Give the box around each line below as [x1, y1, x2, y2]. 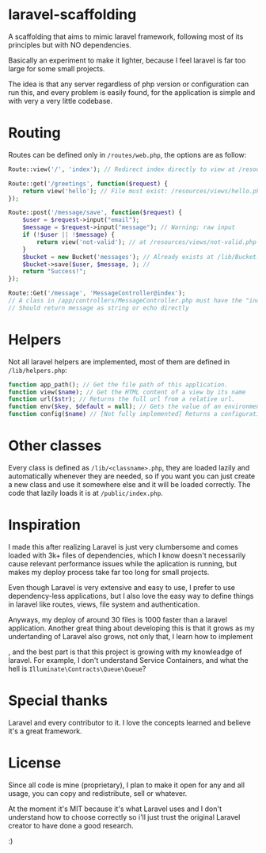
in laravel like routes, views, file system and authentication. [8, 600, 200, 609]
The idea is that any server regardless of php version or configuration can [8, 79, 249, 89]
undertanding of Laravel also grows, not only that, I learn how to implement [8, 631, 253, 641]
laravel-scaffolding [8, 6, 137, 24]
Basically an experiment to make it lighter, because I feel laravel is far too [8, 55, 246, 65]
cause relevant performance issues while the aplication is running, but [8, 558, 237, 568]
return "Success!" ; [22, 268, 87, 276]
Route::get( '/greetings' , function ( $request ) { [8, 180, 169, 188]
